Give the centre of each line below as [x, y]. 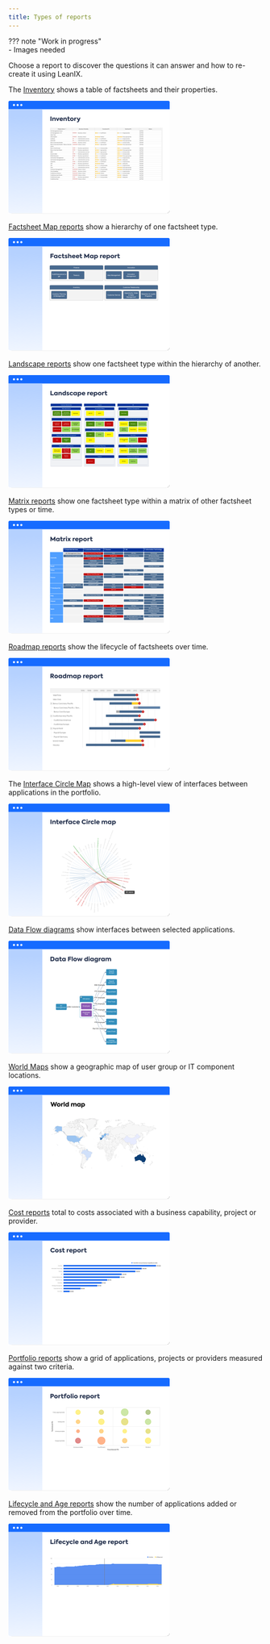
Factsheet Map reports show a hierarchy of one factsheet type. [113, 227]
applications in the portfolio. [55, 792]
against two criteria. [42, 1367]
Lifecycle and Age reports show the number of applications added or [123, 1504]
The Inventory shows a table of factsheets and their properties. [113, 90]
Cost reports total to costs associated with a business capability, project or [132, 1212]
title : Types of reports [50, 17]
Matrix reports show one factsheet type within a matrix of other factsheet [130, 501]
